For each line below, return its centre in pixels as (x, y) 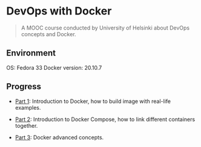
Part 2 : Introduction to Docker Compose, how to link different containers (105, 119)
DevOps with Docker (59, 11)
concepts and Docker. (49, 34)
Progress (24, 86)
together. (26, 125)
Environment (31, 53)
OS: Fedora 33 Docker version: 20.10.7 (54, 67)
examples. (28, 107)
